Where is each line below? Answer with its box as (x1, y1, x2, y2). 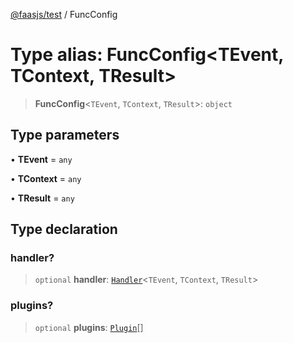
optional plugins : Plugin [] (34, 321, 144, 333)
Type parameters (10, 127, 120, 144)
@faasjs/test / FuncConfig (10, 9, 118, 20)
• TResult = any (10, 192, 75, 204)
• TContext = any (10, 172, 82, 184)
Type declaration (10, 221, 118, 238)
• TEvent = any (10, 153, 73, 165)
